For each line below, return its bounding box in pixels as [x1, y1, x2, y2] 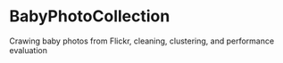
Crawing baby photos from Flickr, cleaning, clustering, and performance [9, 35, 275, 46]
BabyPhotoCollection [9, 6, 171, 27]
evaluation [9, 44, 47, 55]
